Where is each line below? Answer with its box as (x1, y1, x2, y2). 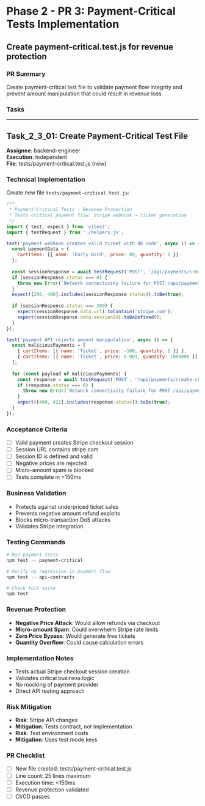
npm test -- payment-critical (6, 557, 84, 563)
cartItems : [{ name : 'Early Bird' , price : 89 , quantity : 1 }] (17, 252, 179, 258)
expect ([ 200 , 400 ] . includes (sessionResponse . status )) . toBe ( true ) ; (12, 292, 184, 298)
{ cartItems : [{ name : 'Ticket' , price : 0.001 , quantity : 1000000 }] (17, 353, 198, 360)
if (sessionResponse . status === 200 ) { (12, 303, 113, 309)
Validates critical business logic (15, 674, 95, 681)
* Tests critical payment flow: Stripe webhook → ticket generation (9, 212, 187, 218)
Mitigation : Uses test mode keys (15, 736, 98, 744)
